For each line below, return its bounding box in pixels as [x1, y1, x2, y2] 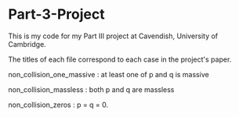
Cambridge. [8, 39, 47, 48]
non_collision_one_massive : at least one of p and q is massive [8, 69, 209, 79]
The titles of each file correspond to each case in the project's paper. [8, 55, 232, 64]
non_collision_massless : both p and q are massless [8, 84, 175, 94]
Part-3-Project [8, 5, 105, 23]
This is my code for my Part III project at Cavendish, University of [8, 31, 219, 41]
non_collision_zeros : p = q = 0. [8, 100, 109, 109]
